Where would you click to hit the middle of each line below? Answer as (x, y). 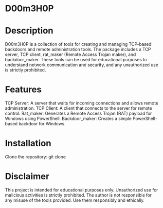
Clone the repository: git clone (36, 157)
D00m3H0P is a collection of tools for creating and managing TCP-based (78, 44)
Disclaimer (27, 177)
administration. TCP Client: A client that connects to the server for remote (79, 108)
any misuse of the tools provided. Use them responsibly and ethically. (75, 200)
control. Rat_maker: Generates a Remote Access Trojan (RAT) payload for (79, 113)
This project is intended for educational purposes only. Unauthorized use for (81, 190)
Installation (28, 143)
